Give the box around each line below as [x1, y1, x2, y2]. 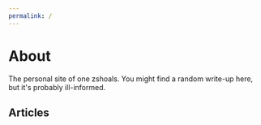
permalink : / [8, 11, 53, 20]
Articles [8, 106, 50, 119]
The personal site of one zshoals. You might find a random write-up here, [8, 74, 254, 84]
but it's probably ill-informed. [8, 82, 106, 92]
